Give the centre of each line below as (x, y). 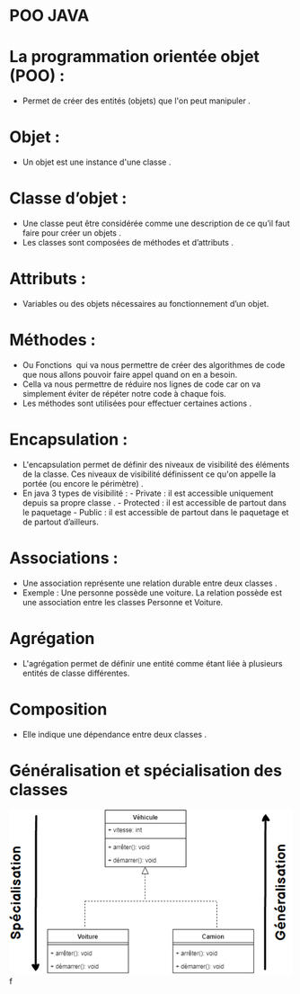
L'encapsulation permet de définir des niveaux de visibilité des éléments (156, 464)
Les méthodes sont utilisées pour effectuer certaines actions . (137, 403)
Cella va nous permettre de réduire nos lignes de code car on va (141, 384)
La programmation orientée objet (135, 57)
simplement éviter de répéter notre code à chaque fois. (124, 393)
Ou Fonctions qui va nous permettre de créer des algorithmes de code (154, 364)
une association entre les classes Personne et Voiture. (123, 602)
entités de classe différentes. (76, 673)
